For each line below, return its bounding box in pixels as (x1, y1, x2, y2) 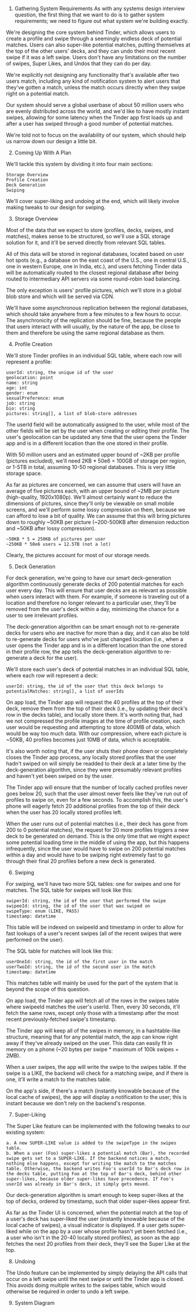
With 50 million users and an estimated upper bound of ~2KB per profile (6, 451, 180, 458)
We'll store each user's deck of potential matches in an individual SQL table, (6, 666, 190, 673)
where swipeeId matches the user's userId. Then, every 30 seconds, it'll (6, 1003, 180, 1010)
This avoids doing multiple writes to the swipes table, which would (6, 1282, 166, 1289)
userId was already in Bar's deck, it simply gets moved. (6, 1181, 150, 1187)
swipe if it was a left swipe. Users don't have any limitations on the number (6, 54, 187, 60)
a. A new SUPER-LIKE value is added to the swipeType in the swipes (6, 1140, 177, 1146)
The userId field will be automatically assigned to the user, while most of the (6, 421, 190, 428)
